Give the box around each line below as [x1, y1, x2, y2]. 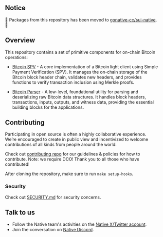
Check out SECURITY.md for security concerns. [5, 194, 101, 200]
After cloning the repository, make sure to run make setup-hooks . [5, 171, 134, 177]
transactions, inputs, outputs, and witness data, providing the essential [12, 99, 154, 105]
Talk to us [5, 208, 35, 217]
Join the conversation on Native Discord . [12, 226, 94, 232]
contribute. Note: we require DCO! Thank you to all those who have [5, 156, 140, 162]
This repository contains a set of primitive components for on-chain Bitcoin [5, 49, 156, 55]
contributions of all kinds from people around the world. [5, 141, 117, 148]
